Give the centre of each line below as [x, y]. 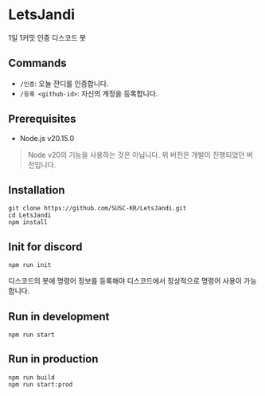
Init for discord [45, 247]
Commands [38, 63]
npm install [28, 222]
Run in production [53, 359]
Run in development [59, 316]
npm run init [30, 265]
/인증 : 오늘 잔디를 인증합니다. [64, 83]
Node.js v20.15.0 [47, 138]
